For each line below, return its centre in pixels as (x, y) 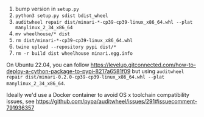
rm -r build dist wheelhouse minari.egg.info (74, 54)
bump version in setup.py (47, 9)
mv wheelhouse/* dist (42, 34)
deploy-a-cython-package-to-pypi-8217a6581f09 (69, 71)
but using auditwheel (158, 71)
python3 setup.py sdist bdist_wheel (62, 16)
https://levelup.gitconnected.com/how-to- (143, 65)
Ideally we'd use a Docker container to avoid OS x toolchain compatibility (98, 95)
